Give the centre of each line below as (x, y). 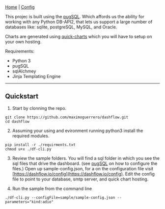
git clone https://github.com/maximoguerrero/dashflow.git (67, 117)
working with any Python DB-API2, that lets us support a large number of (79, 22)
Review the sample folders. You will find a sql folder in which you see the (86, 158)
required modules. (31, 136)
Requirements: (20, 51)
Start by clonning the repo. (39, 108)
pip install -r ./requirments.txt (41, 145)
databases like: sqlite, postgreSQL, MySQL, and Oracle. (61, 27)
